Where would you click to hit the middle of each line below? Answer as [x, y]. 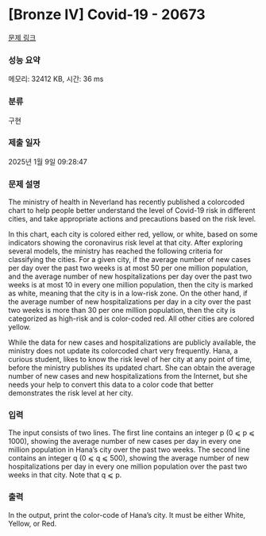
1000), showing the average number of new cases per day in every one [125, 442]
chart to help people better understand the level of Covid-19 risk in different [132, 210]
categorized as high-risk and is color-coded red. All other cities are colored [131, 318]
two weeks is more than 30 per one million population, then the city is [122, 310]
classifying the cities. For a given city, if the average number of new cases [130, 260]
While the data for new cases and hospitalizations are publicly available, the [132, 342]
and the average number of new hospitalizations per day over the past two [130, 276]
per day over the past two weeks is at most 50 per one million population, [128, 268]
